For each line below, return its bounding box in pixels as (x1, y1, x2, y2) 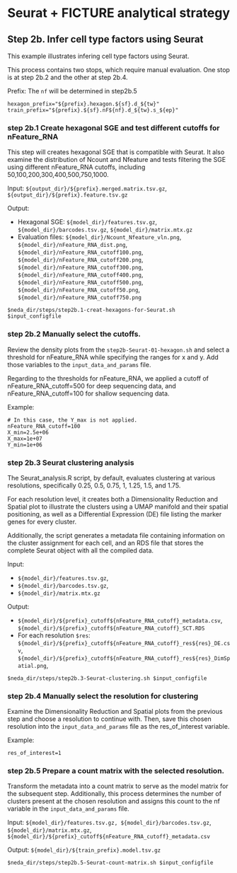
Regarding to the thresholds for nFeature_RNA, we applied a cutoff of (7, 374, 209, 383)
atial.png (17, 662, 47, 669)
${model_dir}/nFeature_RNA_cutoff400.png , (17, 270, 144, 279)
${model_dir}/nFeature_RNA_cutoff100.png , (17, 248, 144, 256)
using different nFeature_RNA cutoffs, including (7, 163, 146, 171)
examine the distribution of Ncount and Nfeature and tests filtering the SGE (7, 156, 226, 164)
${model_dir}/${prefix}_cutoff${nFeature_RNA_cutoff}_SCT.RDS (17, 625, 205, 632)
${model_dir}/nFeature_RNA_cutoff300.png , (17, 263, 144, 272)
